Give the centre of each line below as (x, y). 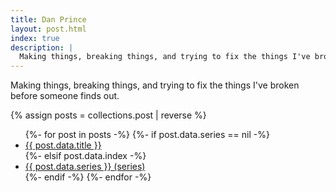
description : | (42, 47)
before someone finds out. (65, 96)
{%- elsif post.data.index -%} (85, 156)
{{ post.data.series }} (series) (85, 167)
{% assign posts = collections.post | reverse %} (108, 115)
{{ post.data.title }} (63, 145)
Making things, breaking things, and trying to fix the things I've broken (155, 85)
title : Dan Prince (48, 19)
